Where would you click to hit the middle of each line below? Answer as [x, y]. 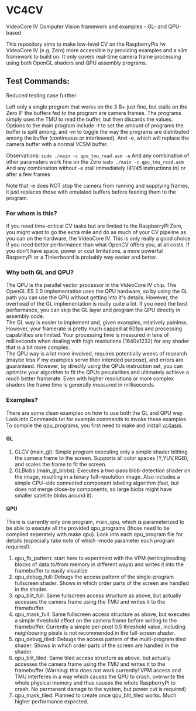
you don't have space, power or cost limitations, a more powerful [85, 251]
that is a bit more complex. [38, 347]
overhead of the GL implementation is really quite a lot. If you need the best [97, 304]
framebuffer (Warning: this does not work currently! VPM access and [98, 671]
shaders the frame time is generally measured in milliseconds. [81, 385]
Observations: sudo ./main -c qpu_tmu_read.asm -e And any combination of [98, 155]
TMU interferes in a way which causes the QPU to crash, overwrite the [99, 677]
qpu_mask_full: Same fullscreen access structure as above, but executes [102, 614]
